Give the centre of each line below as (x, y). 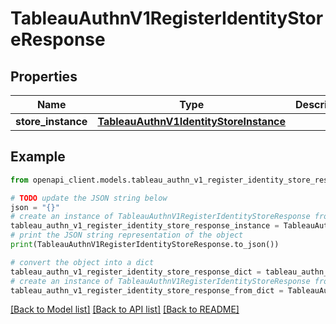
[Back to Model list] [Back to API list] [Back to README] (125, 309)
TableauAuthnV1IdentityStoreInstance (192, 121)
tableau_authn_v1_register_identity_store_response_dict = (136, 272)
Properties (44, 76)
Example (38, 157)
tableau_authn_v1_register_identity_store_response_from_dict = (147, 290)
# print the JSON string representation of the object (127, 235)
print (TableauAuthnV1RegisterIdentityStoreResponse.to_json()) (145, 245)
